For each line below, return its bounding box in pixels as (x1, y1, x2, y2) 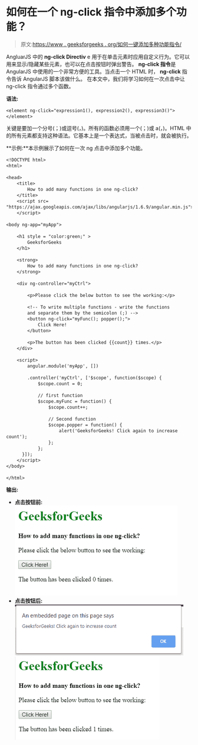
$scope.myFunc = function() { (37, 398, 112, 404)
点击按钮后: (14, 597, 43, 604)
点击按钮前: (14, 498, 43, 505)
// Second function (48, 416, 96, 422)
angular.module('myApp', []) (27, 363, 99, 369)
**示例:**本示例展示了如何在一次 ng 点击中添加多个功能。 (6, 144, 146, 151)
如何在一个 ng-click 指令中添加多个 (6, 5, 177, 19)
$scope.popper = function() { (48, 422, 123, 428)
